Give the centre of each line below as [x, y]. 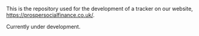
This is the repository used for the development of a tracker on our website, [99, 9]
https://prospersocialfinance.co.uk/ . [50, 15]
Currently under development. [43, 27]
